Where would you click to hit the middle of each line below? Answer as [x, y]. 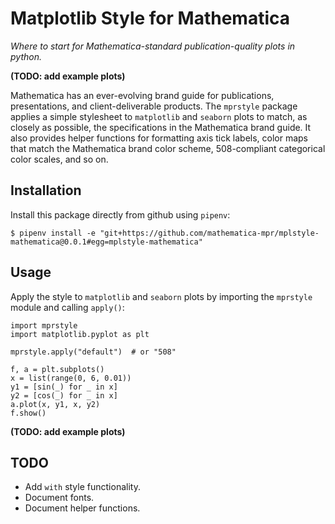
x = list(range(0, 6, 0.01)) [71, 378]
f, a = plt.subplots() [57, 369]
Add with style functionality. [82, 487]
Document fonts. [59, 498]
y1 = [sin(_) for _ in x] [64, 387]
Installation [46, 190]
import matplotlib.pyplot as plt [80, 334]
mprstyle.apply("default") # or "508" [93, 352]
